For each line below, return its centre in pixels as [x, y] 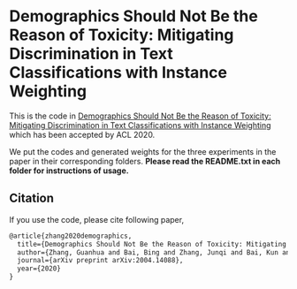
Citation [32, 198]
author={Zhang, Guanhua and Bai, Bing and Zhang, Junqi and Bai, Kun [148, 252]
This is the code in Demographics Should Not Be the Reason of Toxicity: [140, 116]
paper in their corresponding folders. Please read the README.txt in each [145, 161]
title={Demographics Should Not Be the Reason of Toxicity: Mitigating [152, 244]
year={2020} [39, 269]
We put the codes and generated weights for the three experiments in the [143, 151]
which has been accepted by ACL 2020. [82, 134]
